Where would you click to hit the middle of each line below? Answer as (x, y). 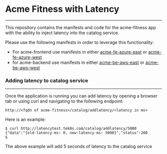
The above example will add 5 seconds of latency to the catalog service (79, 147)
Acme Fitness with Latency (62, 9)
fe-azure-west (27, 57)
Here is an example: (26, 119)
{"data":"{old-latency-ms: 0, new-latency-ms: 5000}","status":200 (77, 133)
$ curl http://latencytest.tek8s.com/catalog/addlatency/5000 (71, 129)
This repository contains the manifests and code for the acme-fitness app (81, 27)
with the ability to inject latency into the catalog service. (62, 33)
